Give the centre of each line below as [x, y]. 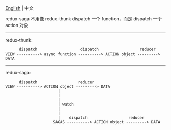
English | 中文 [20, 8]
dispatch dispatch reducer [87, 49]
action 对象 [17, 25]
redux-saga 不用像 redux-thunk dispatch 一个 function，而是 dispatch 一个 [83, 19]
